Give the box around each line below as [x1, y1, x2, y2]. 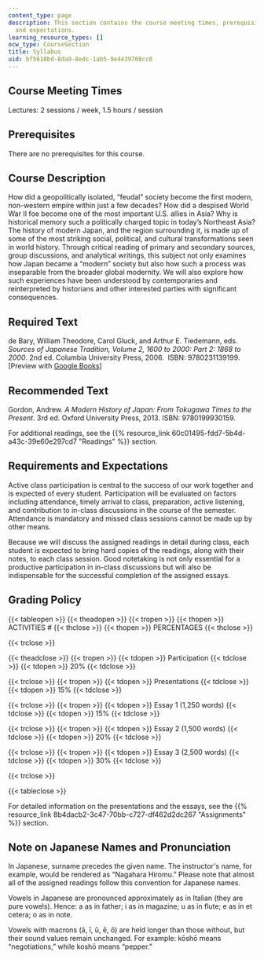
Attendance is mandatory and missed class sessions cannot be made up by [8, 514, 253, 523]
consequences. [8, 292, 59, 302]
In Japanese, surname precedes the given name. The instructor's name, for [8, 862, 253, 871]
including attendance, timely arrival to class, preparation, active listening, [8, 496, 245, 507]
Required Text [8, 315, 79, 328]
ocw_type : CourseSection [8, 41, 90, 49]
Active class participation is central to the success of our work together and [8, 480, 254, 489]
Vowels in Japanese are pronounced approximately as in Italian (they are [8, 893, 244, 903]
